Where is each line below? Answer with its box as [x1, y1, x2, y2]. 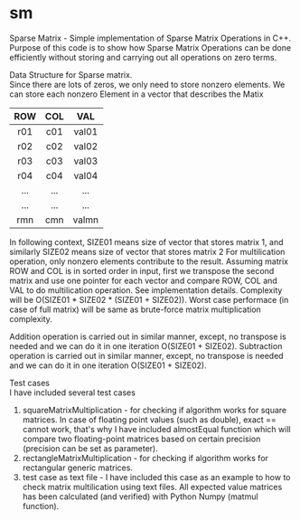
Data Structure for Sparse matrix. [9, 69, 133, 80]
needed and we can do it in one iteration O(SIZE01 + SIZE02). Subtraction [9, 340, 283, 351]
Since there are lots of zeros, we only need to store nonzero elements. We [9, 79, 286, 90]
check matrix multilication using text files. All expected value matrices [22, 481, 283, 492]
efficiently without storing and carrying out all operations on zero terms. [9, 52, 277, 62]
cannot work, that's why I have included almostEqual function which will [22, 423, 291, 434]
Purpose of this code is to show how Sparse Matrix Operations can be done [9, 42, 292, 52]
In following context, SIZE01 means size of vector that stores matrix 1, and [9, 236, 284, 247]
